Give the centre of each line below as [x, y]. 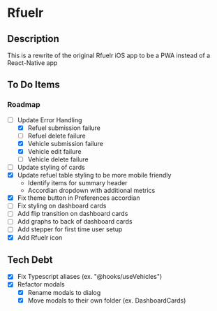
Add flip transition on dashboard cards [73, 214]
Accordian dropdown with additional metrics [91, 191]
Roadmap [24, 105]
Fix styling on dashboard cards [62, 206]
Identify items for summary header [77, 183]
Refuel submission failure [64, 128]
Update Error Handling [50, 120]
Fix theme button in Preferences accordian [78, 198]
